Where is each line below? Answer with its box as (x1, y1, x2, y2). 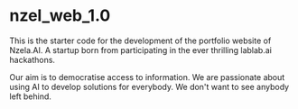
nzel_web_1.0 (9, 5, 111, 26)
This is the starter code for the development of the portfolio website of (9, 35, 272, 46)
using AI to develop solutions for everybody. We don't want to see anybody (9, 81, 290, 92)
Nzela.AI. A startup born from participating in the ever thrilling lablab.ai (9, 44, 273, 55)
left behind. (9, 91, 52, 102)
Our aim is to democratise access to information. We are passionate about (9, 71, 285, 82)
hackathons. (9, 54, 56, 65)
